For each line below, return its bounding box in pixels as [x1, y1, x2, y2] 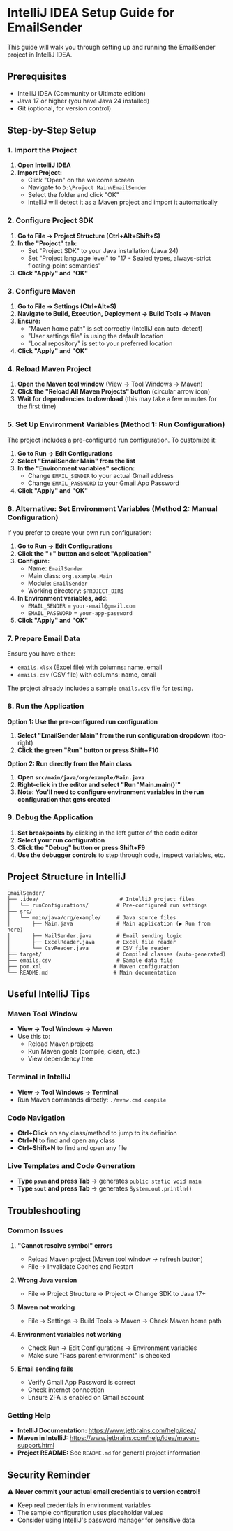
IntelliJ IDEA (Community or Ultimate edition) [17, 89, 146, 97]
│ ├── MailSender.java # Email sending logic [7, 932, 183, 940]
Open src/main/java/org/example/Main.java [17, 772, 145, 781]
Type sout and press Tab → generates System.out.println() [17, 1184, 193, 1193]
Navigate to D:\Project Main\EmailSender [27, 183, 148, 192]
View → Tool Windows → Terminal [17, 1088, 119, 1096]
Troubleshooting [7, 1205, 82, 1216]
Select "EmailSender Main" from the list [17, 457, 136, 465]
